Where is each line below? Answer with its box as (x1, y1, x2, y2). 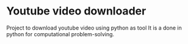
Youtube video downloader (6, 4, 146, 18)
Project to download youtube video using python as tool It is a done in (6, 24, 182, 31)
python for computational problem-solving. (6, 30, 115, 37)
